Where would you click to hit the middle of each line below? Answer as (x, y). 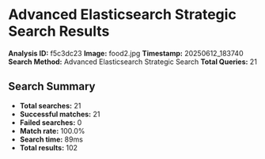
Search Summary (52, 87)
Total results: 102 (48, 147)
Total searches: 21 (50, 105)
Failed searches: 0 (51, 122)
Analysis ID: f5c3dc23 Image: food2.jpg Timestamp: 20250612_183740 (126, 53)
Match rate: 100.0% (52, 131)
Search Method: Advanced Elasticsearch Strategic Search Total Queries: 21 (132, 62)
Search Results (59, 31)
